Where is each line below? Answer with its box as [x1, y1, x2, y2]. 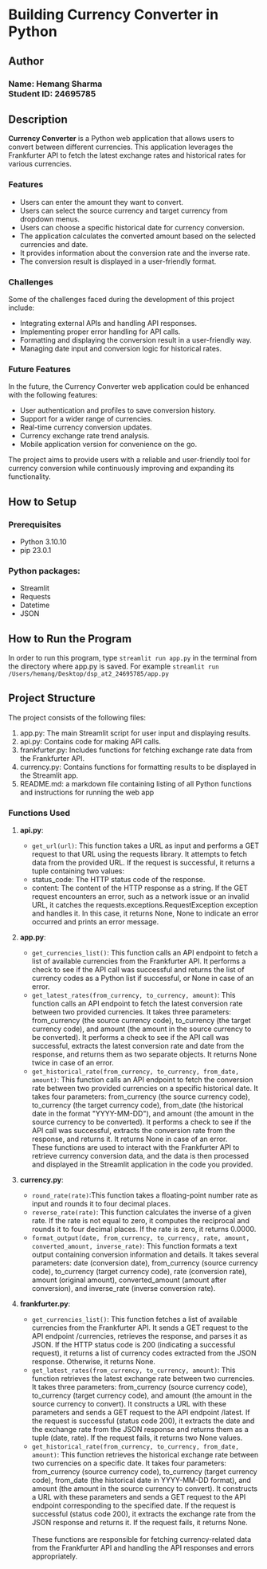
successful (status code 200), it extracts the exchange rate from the [31, 1509, 257, 1519]
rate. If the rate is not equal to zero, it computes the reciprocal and [31, 1216, 249, 1226]
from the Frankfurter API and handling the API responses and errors [31, 1544, 254, 1553]
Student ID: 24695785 [8, 88, 96, 99]
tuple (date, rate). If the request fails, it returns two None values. [31, 1433, 243, 1443]
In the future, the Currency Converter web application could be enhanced [8, 382, 249, 391]
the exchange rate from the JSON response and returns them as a [31, 1425, 249, 1434]
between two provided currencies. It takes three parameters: [31, 1007, 231, 1017]
